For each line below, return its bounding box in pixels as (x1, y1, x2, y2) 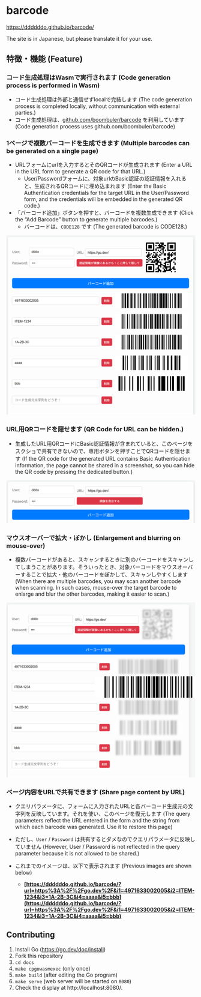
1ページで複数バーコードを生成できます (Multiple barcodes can (6, 139, 190, 147)
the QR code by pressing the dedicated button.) (14, 468, 133, 475)
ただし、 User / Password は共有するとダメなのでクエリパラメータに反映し (14, 835, 196, 843)
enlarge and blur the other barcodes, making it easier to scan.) (14, 590, 170, 597)
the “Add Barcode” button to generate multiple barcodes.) (14, 215, 158, 223)
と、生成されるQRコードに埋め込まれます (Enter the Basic (23, 182, 167, 190)
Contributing (6, 930, 55, 940)
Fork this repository (14, 952, 64, 959)
